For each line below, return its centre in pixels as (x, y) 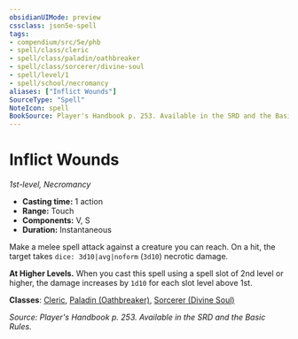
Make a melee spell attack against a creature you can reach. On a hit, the (142, 247)
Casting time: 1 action (63, 202)
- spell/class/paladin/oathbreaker (75, 58)
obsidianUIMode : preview (55, 17)
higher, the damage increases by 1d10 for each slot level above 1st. (131, 283)
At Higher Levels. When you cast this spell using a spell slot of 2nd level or (146, 274)
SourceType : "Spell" (47, 100)
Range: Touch (48, 211)
